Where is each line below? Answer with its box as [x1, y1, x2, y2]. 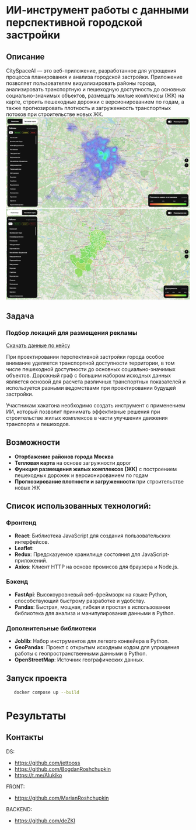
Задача [6, 311, 34, 321]
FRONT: [6, 783, 25, 790]
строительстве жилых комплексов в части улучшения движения [6, 414, 168, 421]
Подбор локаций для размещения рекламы [6, 328, 138, 337]
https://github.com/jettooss [14, 759, 80, 766]
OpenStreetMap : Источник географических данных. [14, 656, 145, 663]
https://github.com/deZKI [14, 817, 76, 824]
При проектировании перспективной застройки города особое [6, 354, 164, 361]
